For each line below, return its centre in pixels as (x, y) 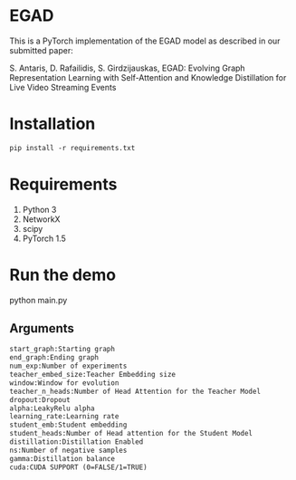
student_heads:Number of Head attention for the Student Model (131, 434)
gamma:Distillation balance (62, 458)
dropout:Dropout (40, 399)
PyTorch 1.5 (44, 238)
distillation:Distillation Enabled (76, 442)
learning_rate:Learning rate (64, 417)
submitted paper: (42, 50)
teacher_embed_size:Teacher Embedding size (93, 375)
